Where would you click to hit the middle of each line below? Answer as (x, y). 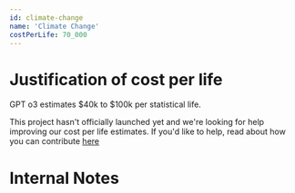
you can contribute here (55, 141)
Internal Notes (65, 178)
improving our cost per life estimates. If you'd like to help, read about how (148, 131)
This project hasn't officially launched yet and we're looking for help (137, 122)
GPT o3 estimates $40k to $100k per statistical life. (106, 104)
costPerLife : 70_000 (49, 34)
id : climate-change (46, 18)
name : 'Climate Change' (55, 26)
